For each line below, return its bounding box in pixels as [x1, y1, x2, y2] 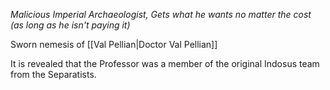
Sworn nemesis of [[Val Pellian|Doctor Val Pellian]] [10, 39, 218, 50]
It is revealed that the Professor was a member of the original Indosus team [10, 58, 320, 69]
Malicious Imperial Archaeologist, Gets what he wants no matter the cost [10, 9, 312, 20]
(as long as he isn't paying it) [10, 19, 131, 31]
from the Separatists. [10, 69, 97, 80]
